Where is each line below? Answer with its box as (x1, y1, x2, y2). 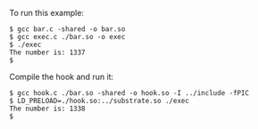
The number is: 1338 (9, 104, 87, 113)
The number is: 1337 (9, 48, 87, 57)
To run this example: (9, 8, 85, 18)
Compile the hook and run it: (9, 71, 114, 82)
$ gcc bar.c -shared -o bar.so (9, 25, 126, 34)
